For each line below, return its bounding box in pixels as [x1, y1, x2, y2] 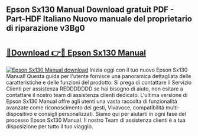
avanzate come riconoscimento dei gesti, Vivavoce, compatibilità [6, 104, 164, 111]
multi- [165, 104, 180, 111]
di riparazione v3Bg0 [6, 23, 85, 33]
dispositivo [6, 111, 33, 117]
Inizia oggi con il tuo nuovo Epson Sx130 [89, 66, 188, 73]
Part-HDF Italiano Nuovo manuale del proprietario [6, 14, 192, 24]
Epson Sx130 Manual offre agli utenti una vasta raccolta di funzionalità [6, 98, 177, 105]
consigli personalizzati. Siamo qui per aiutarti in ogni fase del [38, 111, 186, 117]
